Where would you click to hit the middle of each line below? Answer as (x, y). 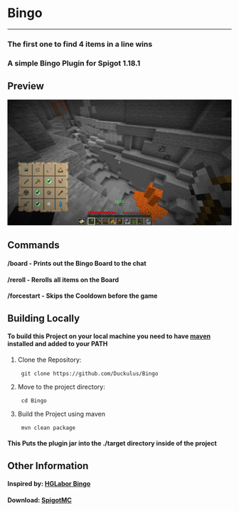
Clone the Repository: (49, 360)
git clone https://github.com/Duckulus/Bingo (90, 373)
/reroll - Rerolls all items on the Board (63, 279)
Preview (26, 86)
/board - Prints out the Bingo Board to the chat (77, 264)
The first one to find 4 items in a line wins (80, 44)
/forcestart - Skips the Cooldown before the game (83, 296)
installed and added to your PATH (58, 344)
